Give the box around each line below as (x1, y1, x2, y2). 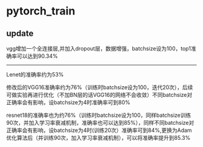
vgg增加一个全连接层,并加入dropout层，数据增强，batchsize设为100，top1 (6, 45, 192, 52)
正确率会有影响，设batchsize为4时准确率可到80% (6, 99, 131, 106)
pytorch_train (6, 4, 76, 18)
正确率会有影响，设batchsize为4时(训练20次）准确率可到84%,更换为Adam (6, 127, 192, 134)
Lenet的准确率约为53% (6, 71, 64, 78)
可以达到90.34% (16, 52, 59, 60)
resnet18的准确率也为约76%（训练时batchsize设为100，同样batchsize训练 (6, 111, 192, 119)
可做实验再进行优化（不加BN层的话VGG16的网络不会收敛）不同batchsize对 (6, 92, 192, 98)
